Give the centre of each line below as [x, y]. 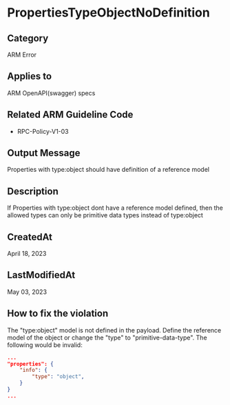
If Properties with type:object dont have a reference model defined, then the [115, 208]
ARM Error [22, 55]
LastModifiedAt [41, 275]
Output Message [44, 153]
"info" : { [34, 371]
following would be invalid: [45, 345]
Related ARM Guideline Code [70, 115]
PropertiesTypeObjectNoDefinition [108, 13]
